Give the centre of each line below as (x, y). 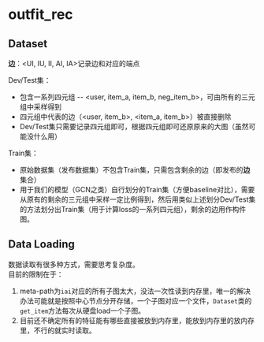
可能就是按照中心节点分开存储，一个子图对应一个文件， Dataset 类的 (143, 300)
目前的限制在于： (36, 274)
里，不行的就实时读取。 (58, 330)
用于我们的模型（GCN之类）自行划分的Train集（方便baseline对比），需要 (137, 190)
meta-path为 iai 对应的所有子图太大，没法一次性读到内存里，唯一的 (128, 291)
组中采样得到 (40, 107)
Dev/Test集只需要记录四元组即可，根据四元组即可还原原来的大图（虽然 (134, 126)
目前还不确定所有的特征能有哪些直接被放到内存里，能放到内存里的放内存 (137, 320)
